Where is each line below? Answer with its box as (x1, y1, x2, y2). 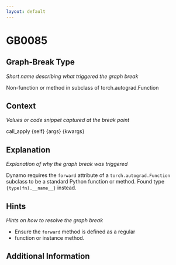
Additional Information (6, 252, 90, 261)
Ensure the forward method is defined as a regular (14, 228, 136, 235)
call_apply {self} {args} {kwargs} (6, 128, 85, 135)
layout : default (6, 8, 46, 15)
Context (6, 101, 36, 111)
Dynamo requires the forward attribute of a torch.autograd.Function (6, 172, 171, 179)
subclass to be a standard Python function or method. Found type (6, 178, 165, 185)
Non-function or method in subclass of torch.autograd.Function (6, 84, 159, 91)
